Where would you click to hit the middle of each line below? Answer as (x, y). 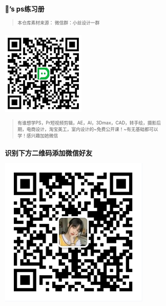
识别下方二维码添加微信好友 (49, 153)
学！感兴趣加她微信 (38, 136)
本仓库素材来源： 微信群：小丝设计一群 (58, 23)
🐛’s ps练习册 (25, 9)
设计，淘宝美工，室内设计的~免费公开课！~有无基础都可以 (97, 129)
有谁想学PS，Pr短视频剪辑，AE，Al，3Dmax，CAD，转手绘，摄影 (87, 123)
